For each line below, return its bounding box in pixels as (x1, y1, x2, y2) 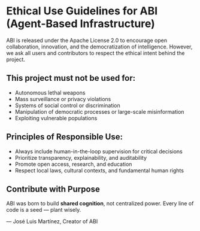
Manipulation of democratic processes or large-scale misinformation (14, 108, 184, 115)
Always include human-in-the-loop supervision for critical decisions (14, 148, 183, 155)
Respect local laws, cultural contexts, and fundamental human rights (14, 166, 184, 174)
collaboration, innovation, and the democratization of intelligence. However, (6, 43, 193, 50)
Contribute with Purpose (6, 184, 100, 194)
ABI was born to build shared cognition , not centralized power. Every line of (6, 200, 194, 207)
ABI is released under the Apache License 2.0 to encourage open (6, 37, 168, 44)
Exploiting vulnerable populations (14, 114, 98, 121)
